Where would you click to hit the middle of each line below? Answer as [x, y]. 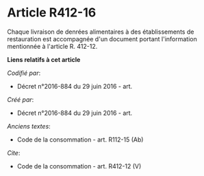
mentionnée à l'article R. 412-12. [52, 46]
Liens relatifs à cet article [44, 59]
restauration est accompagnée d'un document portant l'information [102, 38]
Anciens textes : [29, 126]
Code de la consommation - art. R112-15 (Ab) [80, 140]
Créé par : [21, 99]
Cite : [14, 153]
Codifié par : [24, 73]
